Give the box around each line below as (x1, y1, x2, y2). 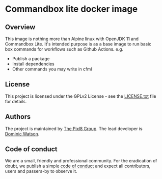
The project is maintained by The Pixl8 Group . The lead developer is (5, 126, 143, 132)
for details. (5, 98, 27, 104)
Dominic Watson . (5, 131, 40, 136)
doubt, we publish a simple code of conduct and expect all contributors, (5, 163, 151, 169)
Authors (5, 112, 31, 121)
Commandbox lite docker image (5, 3, 138, 15)
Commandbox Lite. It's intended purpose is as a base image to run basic (5, 41, 152, 47)
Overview (5, 23, 36, 31)
